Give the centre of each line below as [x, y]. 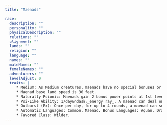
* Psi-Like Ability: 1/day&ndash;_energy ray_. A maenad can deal [86, 101]
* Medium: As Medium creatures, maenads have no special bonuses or [89, 87]
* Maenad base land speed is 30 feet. [56, 92]
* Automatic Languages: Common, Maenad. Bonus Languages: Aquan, [85, 111]
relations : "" [24, 37]
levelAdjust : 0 [25, 79]
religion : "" [23, 51]
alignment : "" [24, 42]
